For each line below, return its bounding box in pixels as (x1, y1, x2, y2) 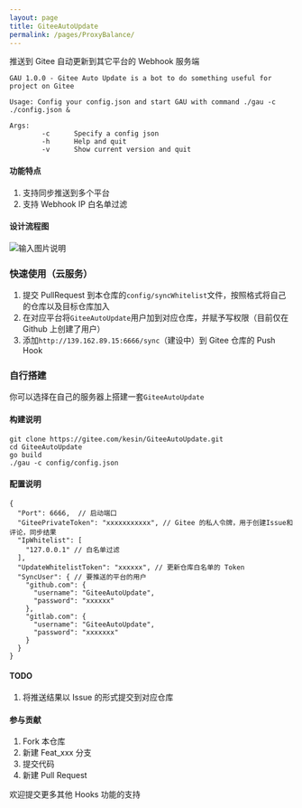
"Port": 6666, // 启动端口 (17, 508, 117, 518)
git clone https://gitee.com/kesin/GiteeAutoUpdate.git (9, 435, 224, 444)
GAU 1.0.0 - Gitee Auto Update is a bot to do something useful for (9, 74, 272, 83)
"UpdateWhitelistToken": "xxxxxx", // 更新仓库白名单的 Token (17, 562, 245, 572)
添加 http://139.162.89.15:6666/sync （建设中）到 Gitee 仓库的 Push (22, 335, 276, 346)
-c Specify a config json (41, 129, 160, 138)
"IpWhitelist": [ (17, 535, 83, 545)
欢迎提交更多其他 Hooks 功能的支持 (9, 789, 142, 800)
